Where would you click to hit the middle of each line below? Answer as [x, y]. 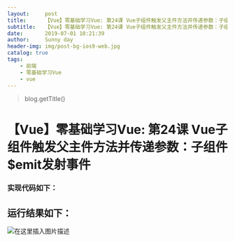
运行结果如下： [40, 213]
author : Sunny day [40, 40]
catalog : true [28, 53]
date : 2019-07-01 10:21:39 [56, 33]
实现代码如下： [33, 188]
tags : [15, 60]
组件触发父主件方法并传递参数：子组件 [118, 147]
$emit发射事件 [49, 164]
